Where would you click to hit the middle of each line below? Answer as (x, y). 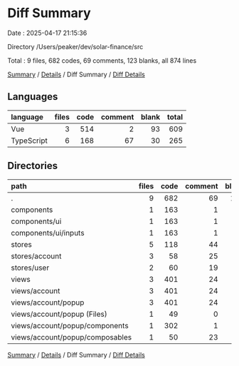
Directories (33, 166)
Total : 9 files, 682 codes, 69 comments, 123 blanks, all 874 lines (102, 60)
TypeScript (29, 141)
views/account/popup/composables (71, 337)
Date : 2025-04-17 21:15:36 (47, 33)
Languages (33, 97)
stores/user (30, 268)
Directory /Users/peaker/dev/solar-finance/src (75, 46)
